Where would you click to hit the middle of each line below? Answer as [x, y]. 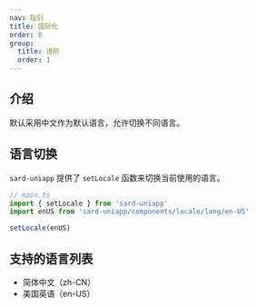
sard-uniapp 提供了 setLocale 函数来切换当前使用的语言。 [117, 177]
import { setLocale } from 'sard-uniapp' [89, 203]
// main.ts [30, 195]
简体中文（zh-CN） [59, 282]
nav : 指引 [26, 18]
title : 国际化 [34, 26]
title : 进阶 [39, 52]
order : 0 [26, 35]
